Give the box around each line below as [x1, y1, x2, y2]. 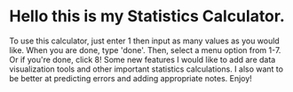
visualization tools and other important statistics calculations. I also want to [9, 64, 284, 74]
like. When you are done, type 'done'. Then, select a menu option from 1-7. [9, 44, 281, 55]
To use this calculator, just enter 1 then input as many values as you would [9, 35, 280, 46]
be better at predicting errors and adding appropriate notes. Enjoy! [9, 73, 253, 83]
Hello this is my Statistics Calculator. [9, 6, 286, 27]
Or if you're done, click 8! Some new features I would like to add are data [9, 54, 276, 65]
